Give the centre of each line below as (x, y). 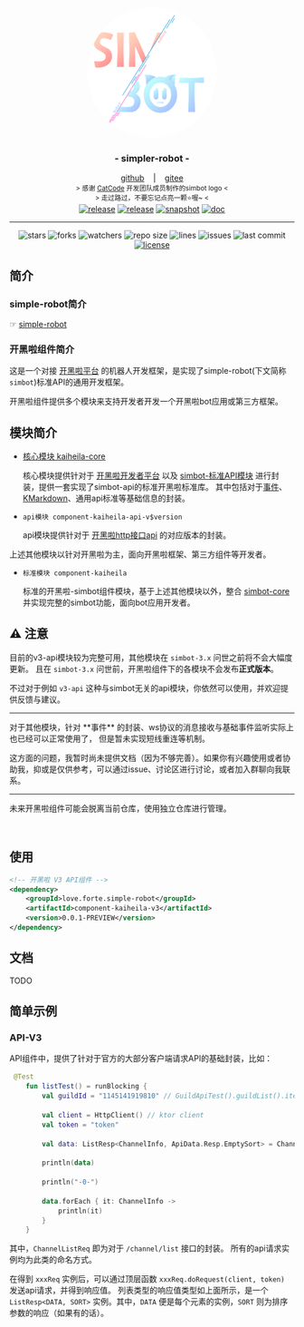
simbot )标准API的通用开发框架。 (69, 382)
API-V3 (26, 1038)
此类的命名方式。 (65, 1260)
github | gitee (152, 178)
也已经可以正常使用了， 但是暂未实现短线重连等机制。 (109, 738)
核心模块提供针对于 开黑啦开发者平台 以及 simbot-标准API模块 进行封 (151, 476)
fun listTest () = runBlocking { (86, 1087)
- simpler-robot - (152, 158)
